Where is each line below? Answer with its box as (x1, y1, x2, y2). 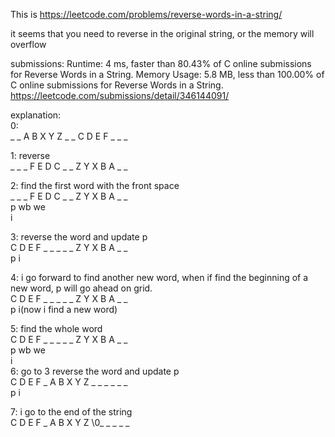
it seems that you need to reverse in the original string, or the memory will (10, 28, 315, 39)
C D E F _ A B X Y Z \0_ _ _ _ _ (10, 417, 130, 428)
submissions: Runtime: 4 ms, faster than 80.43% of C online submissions (10, 58, 312, 69)
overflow (10, 39, 47, 50)
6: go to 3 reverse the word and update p (10, 365, 180, 377)
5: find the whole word (10, 323, 103, 334)
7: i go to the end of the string (10, 406, 133, 418)
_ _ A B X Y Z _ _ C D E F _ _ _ (10, 130, 128, 142)
